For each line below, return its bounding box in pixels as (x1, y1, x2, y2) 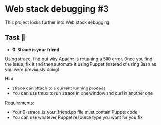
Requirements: (5, 100, 34, 106)
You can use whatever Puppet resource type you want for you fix (12, 114, 143, 120)
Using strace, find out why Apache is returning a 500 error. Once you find (5, 56, 153, 62)
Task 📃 (5, 34, 26, 42)
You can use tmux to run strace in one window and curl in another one (12, 90, 153, 96)
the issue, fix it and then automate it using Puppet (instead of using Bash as (5, 61, 157, 67)
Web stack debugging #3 (5, 3, 109, 15)
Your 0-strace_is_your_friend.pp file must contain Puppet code (12, 109, 138, 115)
